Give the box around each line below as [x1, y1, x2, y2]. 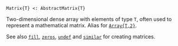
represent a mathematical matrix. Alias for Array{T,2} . [6, 22, 137, 29]
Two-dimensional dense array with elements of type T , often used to [6, 16, 172, 23]
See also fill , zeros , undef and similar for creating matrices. [6, 33, 156, 40]
